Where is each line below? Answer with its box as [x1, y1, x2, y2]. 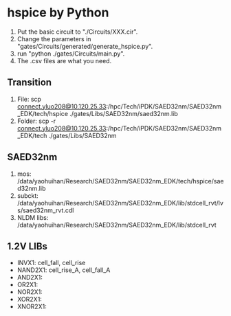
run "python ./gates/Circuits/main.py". [16, 49, 125, 58]
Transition [7, 77, 52, 89]
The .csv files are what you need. [16, 56, 112, 65]
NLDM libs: [16, 213, 49, 221]
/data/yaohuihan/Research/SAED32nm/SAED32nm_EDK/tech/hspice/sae [16, 177, 224, 185]
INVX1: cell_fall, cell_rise [16, 259, 86, 267]
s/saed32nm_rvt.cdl [16, 206, 74, 214]
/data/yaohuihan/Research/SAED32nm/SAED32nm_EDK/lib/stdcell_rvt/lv [16, 199, 223, 207]
